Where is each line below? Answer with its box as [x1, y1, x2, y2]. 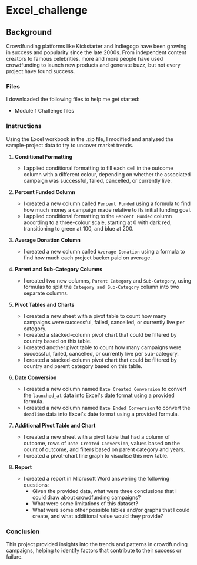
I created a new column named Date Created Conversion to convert [23, 385, 187, 392]
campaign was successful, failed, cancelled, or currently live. [23, 177, 172, 184]
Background [6, 27, 52, 37]
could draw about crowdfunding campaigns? [32, 494, 141, 501]
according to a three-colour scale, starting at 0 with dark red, [23, 219, 172, 226]
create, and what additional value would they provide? [32, 513, 163, 520]
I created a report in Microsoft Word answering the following [23, 475, 169, 482]
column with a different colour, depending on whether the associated [23, 170, 191, 178]
